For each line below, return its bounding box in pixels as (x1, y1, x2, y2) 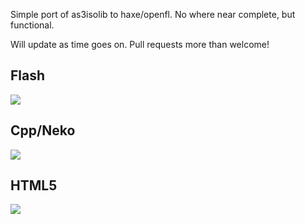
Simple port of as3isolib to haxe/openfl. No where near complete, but (10, 9, 296, 20)
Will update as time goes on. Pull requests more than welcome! (10, 39, 270, 50)
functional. (10, 19, 55, 31)
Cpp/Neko (10, 122, 76, 139)
